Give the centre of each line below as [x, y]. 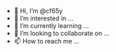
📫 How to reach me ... [46, 41]
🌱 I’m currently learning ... [51, 26]
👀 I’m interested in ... [44, 18]
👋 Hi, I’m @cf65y [38, 11]
